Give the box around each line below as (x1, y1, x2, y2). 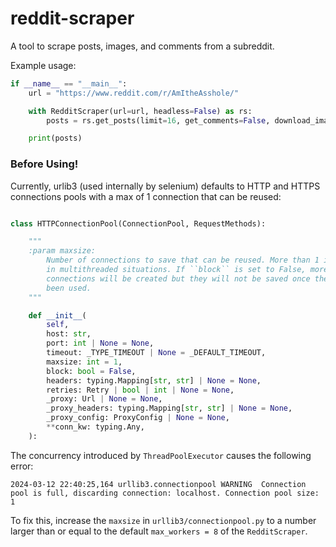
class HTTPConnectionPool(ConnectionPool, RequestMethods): (10, 218, 267, 229)
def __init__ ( (28, 310, 87, 321)
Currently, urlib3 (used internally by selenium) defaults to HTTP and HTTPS (10, 180, 321, 192)
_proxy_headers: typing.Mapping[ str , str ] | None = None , (46, 403, 293, 414)
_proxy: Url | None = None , (46, 394, 163, 404)
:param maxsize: (28, 246, 97, 256)
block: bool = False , (46, 366, 137, 376)
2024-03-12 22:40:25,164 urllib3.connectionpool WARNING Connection (10, 479, 307, 489)
